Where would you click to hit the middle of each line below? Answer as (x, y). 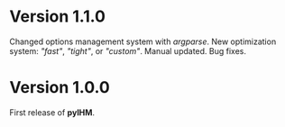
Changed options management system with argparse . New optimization (143, 41)
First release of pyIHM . (52, 112)
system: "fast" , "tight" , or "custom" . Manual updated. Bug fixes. (128, 50)
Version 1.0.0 (60, 88)
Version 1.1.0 (58, 17)
